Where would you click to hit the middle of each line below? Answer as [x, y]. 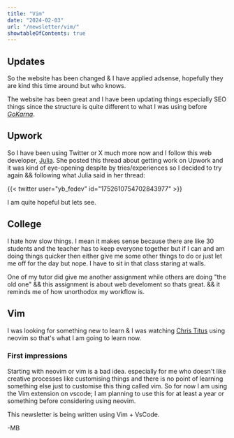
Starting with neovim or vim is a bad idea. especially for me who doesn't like [117, 371]
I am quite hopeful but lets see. [52, 202]
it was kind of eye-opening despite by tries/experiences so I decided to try [115, 168]
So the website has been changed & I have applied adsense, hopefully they [115, 78]
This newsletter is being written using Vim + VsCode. [83, 414]
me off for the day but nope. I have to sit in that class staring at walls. [107, 263]
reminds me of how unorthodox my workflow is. [76, 291]
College [24, 224]
